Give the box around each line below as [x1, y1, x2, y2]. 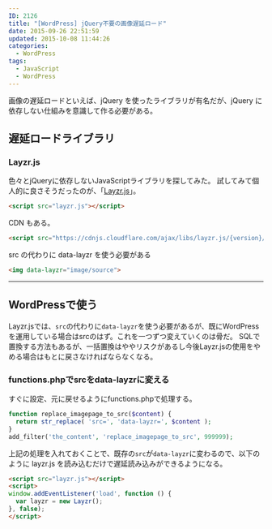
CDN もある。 [8, 218, 55, 228]
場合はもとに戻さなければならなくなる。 [22, 351, 158, 361]
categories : [8, 42, 49, 50]
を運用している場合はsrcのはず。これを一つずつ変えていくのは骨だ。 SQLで [8, 331, 261, 341]
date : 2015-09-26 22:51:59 [8, 27, 100, 35]
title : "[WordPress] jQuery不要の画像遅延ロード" [8, 19, 168, 28]
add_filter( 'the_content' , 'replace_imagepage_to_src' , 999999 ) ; [8, 432, 233, 441]
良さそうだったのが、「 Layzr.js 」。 [29, 186, 141, 196]
